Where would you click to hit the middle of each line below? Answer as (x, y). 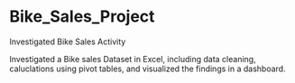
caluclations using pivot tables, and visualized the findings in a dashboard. (147, 69)
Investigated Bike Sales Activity (68, 41)
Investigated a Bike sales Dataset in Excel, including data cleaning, (133, 59)
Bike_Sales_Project (82, 17)
